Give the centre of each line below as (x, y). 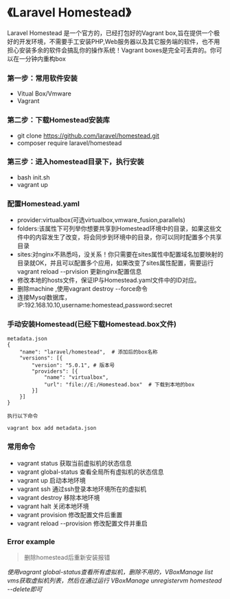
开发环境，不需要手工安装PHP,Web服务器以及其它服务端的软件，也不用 (119, 41)
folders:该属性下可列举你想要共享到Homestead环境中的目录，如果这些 (116, 229)
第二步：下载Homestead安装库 (58, 120)
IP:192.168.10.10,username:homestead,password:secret (95, 305)
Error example (31, 541)
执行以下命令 (23, 416)
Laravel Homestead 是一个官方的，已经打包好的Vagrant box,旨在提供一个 (111, 33)
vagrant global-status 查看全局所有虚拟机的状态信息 (90, 472)
